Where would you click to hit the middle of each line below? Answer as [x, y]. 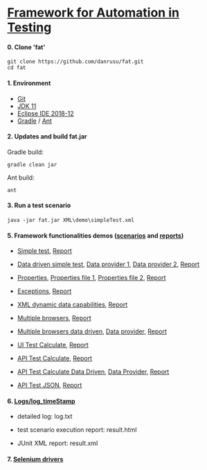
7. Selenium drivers [35, 459]
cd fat [17, 68]
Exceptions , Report [44, 291]
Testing [29, 27]
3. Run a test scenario [39, 205]
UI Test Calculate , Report [53, 345]
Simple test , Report [45, 251]
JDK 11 [27, 106]
